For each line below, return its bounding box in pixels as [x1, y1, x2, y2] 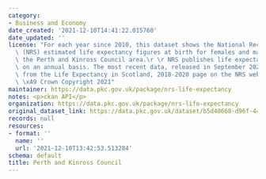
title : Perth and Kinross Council [8, 159, 123, 167]
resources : [8, 122, 44, 130]
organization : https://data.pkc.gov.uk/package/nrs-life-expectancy [8, 100, 239, 108]
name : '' [15, 136, 44, 145]
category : [8, 11, 41, 20]
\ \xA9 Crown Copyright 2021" [15, 78, 115, 86]
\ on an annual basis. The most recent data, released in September [15, 63, 246, 71]
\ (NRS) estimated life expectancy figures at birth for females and [15, 48, 249, 56]
